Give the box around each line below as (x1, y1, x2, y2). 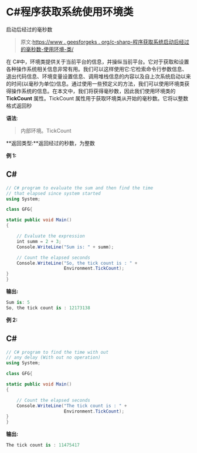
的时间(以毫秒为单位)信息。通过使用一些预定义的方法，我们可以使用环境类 (6, 80, 185, 87)
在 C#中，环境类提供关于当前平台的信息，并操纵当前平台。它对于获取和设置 (6, 58, 189, 65)
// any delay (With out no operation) (6, 354, 101, 361)
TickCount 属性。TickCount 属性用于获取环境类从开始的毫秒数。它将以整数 (6, 94, 189, 102)
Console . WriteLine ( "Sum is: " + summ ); (16, 244, 114, 250)
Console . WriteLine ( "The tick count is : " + (16, 403, 127, 408)
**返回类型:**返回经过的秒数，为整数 (6, 139, 96, 147)
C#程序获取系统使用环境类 (6, 5, 134, 19)
